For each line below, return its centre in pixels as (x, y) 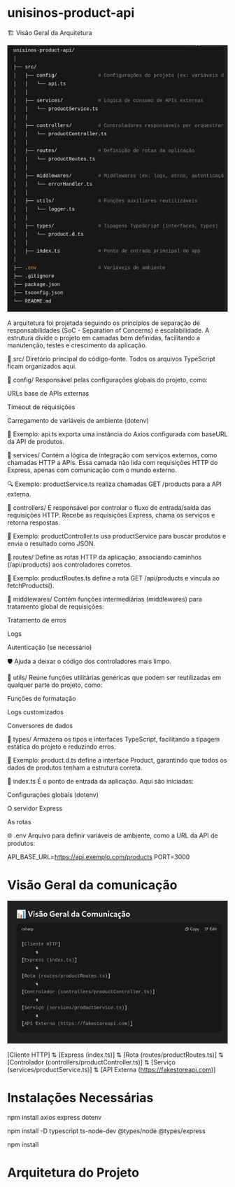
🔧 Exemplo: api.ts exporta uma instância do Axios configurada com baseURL (117, 434)
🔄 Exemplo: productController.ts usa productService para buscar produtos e (117, 536)
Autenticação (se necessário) (50, 647)
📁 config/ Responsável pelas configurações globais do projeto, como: (108, 380)
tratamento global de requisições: (56, 606)
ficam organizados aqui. (42, 366)
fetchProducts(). (31, 585)
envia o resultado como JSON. (51, 543)
